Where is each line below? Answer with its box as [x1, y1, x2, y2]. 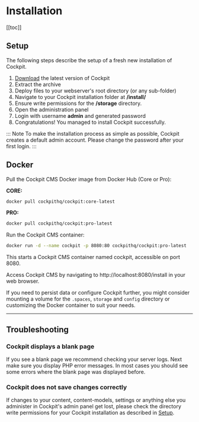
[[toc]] [6, 24, 22, 31]
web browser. [6, 277, 40, 285]
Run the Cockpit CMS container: [6, 231, 85, 238]
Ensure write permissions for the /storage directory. [14, 100, 142, 107]
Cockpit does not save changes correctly [6, 383, 127, 391]
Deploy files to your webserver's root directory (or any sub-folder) [14, 87, 176, 94]
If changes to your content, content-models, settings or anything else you [6, 397, 186, 404]
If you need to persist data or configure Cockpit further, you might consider [6, 289, 190, 296]
